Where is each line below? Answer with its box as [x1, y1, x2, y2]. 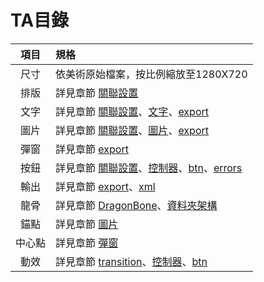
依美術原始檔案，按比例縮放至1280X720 [55, 67, 248, 81]
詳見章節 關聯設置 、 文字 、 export [55, 104, 209, 118]
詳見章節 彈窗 [55, 236, 119, 250]
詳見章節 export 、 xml [55, 179, 156, 193]
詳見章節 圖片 [55, 217, 119, 231]
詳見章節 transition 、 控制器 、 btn [55, 254, 208, 268]
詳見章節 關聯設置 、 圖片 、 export [55, 123, 209, 137]
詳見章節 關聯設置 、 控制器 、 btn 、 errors [55, 161, 243, 175]
